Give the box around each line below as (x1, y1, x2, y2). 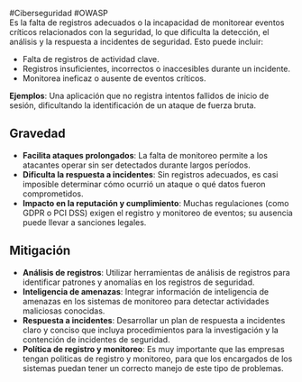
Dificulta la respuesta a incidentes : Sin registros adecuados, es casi (22, 168, 279, 179)
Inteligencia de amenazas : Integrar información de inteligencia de (22, 286, 269, 296)
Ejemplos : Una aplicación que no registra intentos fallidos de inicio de (9, 90, 270, 101)
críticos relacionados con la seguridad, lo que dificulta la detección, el (9, 27, 270, 37)
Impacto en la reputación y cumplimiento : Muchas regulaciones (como (22, 197, 289, 208)
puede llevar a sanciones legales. (22, 216, 147, 228)
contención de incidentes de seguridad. (22, 333, 170, 345)
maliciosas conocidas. (22, 305, 105, 316)
